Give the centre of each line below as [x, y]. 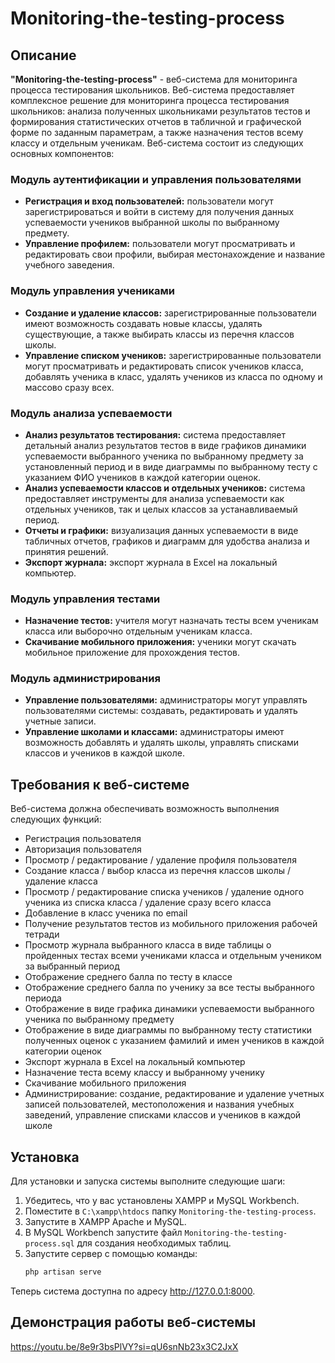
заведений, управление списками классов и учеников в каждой [163, 1115]
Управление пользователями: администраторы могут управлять [166, 700]
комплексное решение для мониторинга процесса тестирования [150, 100]
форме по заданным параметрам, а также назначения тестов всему [157, 132]
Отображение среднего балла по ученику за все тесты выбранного [169, 988]
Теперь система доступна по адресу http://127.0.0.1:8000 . [133, 1291]
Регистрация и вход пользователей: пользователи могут [149, 201]
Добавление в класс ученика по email [106, 913]
